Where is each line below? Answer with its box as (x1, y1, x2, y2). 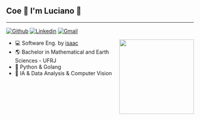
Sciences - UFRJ (14, 57, 57, 64)
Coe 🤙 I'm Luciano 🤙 (6, 6, 82, 16)
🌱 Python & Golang (14, 63, 61, 70)
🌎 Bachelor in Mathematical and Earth (14, 48, 110, 56)
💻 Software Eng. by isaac (14, 39, 79, 47)
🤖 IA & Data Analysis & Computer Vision (14, 69, 112, 76)
